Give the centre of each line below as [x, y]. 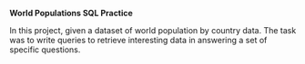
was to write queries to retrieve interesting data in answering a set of [138, 40]
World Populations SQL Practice [71, 13]
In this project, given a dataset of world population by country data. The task [153, 30]
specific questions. [45, 50]
